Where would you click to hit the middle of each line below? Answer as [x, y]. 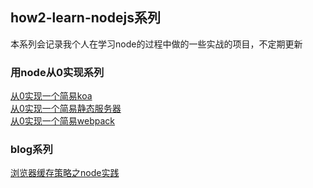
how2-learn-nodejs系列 [85, 18]
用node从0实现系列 [57, 72]
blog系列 [31, 150]
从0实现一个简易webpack [63, 121]
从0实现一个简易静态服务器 [66, 109]
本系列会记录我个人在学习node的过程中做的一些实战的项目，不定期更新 [156, 44]
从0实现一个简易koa [51, 96]
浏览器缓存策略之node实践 [65, 173]
